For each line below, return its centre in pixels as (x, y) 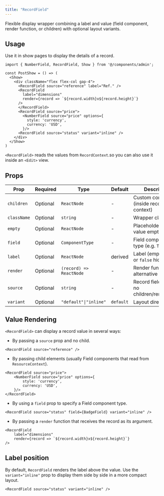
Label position (27, 458)
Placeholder (147, 226)
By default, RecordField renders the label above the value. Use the (72, 470)
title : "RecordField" (27, 10)
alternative (145, 274)
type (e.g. (144, 246)
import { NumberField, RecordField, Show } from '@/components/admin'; (79, 65)
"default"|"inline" (83, 302)
